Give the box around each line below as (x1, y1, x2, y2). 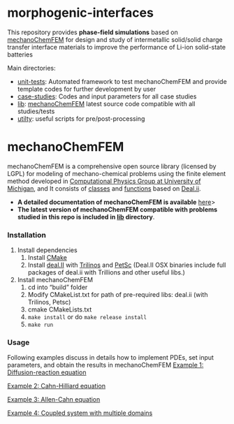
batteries (7, 50, 34, 59)
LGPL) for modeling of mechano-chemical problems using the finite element (7, 169, 226, 177)
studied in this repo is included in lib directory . (17, 212, 155, 221)
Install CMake (27, 254, 68, 262)
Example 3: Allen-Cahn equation (7, 395, 101, 404)
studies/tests (17, 107, 55, 115)
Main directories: (7, 64, 56, 72)
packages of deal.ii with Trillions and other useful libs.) (27, 268, 185, 277)
